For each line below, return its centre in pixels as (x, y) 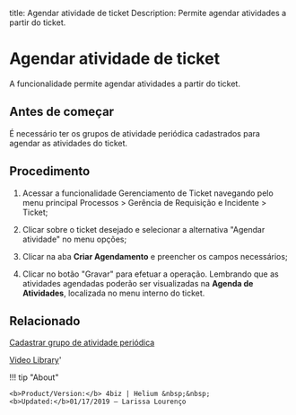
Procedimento (50, 171)
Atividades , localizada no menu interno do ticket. (113, 293)
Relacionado (45, 321)
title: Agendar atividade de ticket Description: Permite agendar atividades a (148, 13)
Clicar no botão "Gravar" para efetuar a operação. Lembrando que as (151, 274)
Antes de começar (62, 112)
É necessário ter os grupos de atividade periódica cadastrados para (135, 133)
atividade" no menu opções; (74, 239)
